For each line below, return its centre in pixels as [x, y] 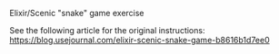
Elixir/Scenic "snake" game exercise [77, 13]
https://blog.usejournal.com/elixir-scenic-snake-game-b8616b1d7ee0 [139, 40]
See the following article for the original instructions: [107, 30]
